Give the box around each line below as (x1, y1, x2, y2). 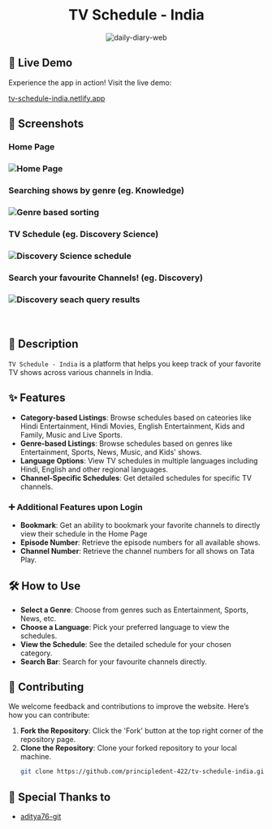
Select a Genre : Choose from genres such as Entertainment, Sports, (19, 605, 249, 615)
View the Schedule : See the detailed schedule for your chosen (19, 639, 231, 649)
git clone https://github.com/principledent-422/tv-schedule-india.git (19, 767, 268, 776)
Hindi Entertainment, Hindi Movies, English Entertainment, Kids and (19, 421, 245, 431)
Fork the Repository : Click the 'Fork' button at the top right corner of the (19, 726, 264, 736)
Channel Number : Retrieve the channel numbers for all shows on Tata (19, 546, 255, 555)
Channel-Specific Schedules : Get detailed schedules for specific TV (19, 473, 252, 482)
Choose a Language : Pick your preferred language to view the (19, 622, 230, 632)
